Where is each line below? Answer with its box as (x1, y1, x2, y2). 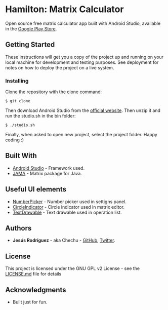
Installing (5, 77, 29, 84)
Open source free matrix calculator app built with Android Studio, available (5, 20, 161, 26)
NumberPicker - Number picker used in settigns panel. (12, 199, 127, 205)
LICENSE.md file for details (5, 271, 62, 277)
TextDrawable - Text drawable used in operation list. (12, 209, 122, 215)
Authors (5, 224, 32, 232)
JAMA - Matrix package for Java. (12, 170, 82, 176)
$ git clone (5, 99, 30, 104)
